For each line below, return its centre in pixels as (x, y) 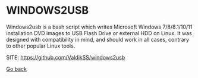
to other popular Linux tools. (41, 46)
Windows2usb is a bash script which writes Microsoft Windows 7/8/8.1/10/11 (99, 27)
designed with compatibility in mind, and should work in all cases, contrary (98, 39)
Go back (17, 68)
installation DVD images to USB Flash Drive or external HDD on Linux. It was (99, 33)
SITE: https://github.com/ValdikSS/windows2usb (66, 57)
